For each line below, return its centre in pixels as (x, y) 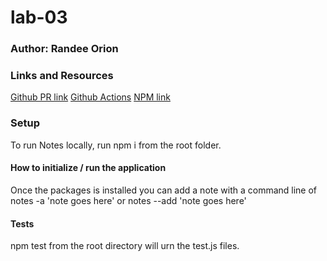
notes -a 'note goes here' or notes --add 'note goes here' (128, 200)
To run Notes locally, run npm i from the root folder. (116, 145)
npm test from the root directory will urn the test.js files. (125, 246)
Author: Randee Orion (64, 49)
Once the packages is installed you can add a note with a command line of (164, 190)
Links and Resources (62, 76)
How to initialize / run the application (88, 168)
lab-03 (39, 17)
